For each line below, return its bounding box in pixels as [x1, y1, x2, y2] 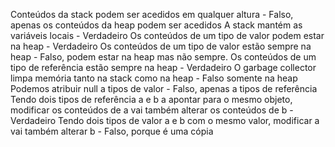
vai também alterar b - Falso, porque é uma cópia [10, 125, 214, 137]
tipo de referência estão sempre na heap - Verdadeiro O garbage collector [10, 62, 317, 73]
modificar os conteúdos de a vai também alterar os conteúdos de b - [10, 104, 294, 116]
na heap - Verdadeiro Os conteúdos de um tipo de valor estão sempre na [10, 40, 312, 52]
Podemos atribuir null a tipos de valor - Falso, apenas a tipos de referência [10, 83, 318, 94]
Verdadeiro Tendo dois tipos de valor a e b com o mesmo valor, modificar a [10, 115, 320, 126]
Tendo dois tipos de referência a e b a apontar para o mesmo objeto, [10, 94, 293, 105]
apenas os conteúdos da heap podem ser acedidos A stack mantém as [10, 19, 303, 31]
